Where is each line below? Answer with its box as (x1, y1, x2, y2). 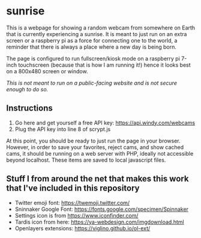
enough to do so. (6, 85, 49, 93)
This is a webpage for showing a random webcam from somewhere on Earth (6, 24, 196, 31)
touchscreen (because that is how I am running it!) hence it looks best (17, 61, 191, 69)
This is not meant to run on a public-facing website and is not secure (6, 79, 177, 87)
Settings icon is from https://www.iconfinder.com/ (14, 212, 139, 219)
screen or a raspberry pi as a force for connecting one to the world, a (6, 37, 178, 44)
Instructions (6, 103, 53, 114)
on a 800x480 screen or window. (6, 67, 88, 75)
